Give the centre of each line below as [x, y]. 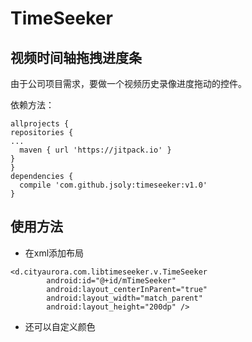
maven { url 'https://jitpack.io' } [95, 150]
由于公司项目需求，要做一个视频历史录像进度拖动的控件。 [128, 83]
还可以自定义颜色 [60, 326]
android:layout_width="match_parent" [124, 298]
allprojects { [40, 124]
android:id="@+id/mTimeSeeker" [111, 280]
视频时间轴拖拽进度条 [76, 57]
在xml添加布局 [54, 253]
